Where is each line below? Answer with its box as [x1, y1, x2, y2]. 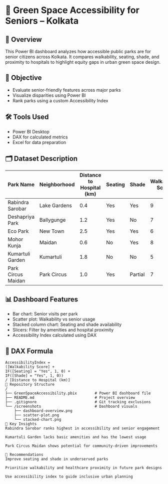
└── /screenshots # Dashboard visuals [5, 404, 137, 409]
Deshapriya [7, 213, 35, 220]
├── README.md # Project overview [5, 395, 135, 400]
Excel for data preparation [12, 139, 66, 145]
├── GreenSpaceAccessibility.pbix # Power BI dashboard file [5, 391, 151, 396]
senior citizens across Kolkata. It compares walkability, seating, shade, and [5, 54, 159, 60]
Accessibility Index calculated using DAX [12, 332, 96, 338]
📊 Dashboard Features [5, 295, 78, 303]
